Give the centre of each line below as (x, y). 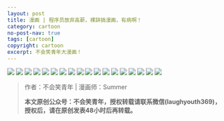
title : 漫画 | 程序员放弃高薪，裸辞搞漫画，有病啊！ (75, 20)
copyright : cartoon (35, 46)
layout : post (26, 13)
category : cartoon (34, 26)
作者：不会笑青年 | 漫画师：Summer (75, 86)
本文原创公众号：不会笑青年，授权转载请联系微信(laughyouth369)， (122, 102)
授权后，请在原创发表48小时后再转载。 (80, 110)
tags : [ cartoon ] (31, 39)
